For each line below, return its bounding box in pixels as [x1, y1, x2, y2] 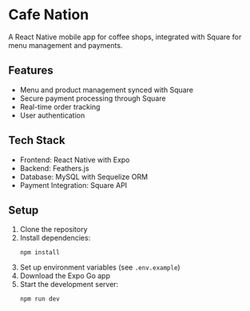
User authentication [19, 110, 85, 120]
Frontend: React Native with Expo [19, 154, 130, 165]
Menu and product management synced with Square [19, 85, 194, 94]
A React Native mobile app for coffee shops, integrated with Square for [8, 32, 242, 42]
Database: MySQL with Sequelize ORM [19, 172, 149, 181]
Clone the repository [19, 225, 88, 234]
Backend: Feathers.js [19, 163, 89, 173]
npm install [19, 249, 60, 257]
